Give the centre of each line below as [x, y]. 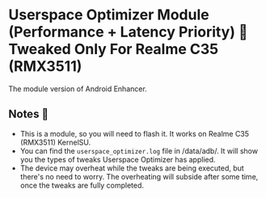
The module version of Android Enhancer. [78, 88]
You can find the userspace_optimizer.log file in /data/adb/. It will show [139, 150]
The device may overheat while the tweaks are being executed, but [132, 168]
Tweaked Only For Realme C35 [114, 49]
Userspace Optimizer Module [109, 15]
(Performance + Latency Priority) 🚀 [128, 32]
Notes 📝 [29, 114]
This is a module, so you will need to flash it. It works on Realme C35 [134, 133]
